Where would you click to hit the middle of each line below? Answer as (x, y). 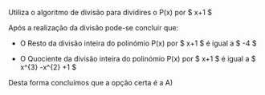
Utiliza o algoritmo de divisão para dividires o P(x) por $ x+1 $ (110, 12)
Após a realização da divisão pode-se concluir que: (94, 28)
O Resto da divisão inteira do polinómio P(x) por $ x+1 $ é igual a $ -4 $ (138, 43)
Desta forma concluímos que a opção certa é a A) (91, 83)
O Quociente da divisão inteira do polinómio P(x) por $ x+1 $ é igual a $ (138, 59)
